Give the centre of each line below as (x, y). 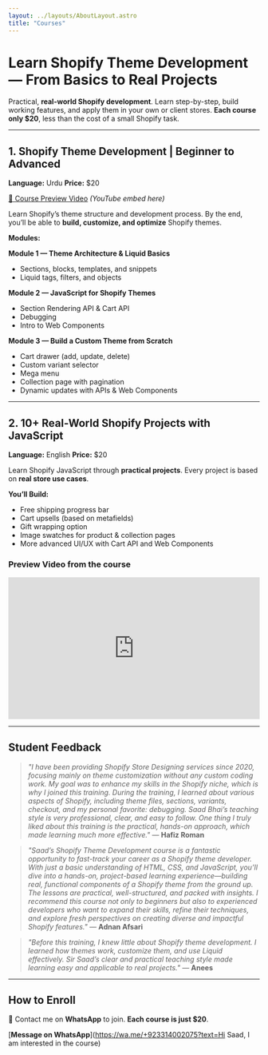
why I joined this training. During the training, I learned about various (141, 792)
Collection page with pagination (72, 382)
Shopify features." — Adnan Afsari (85, 926)
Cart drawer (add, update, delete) (75, 356)
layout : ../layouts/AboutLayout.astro (73, 16)
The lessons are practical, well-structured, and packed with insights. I (143, 893)
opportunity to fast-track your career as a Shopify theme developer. (140, 858)
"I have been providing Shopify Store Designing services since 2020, (141, 766)
